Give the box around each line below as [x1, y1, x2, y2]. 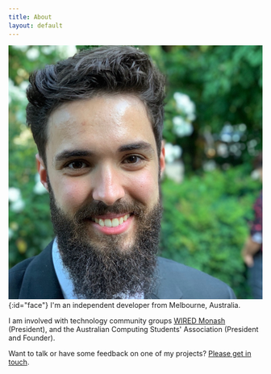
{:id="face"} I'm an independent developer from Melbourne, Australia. [8, 300, 240, 310]
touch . [8, 357, 30, 367]
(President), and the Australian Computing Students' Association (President [8, 324, 259, 334]
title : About [8, 13, 52, 21]
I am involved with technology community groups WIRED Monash [8, 315, 226, 326]
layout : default [8, 21, 63, 30]
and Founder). [8, 333, 56, 343]
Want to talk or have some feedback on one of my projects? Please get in [8, 348, 252, 358]
